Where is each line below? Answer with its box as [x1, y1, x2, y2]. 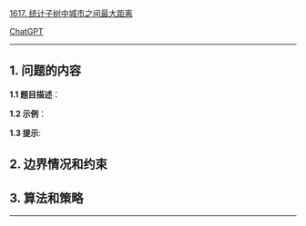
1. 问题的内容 [9, 63, 82, 79]
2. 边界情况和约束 [9, 157, 107, 172]
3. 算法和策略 [9, 190, 84, 206]
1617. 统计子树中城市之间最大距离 [9, 8, 134, 18]
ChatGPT [9, 26, 44, 36]
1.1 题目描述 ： [9, 89, 61, 100]
